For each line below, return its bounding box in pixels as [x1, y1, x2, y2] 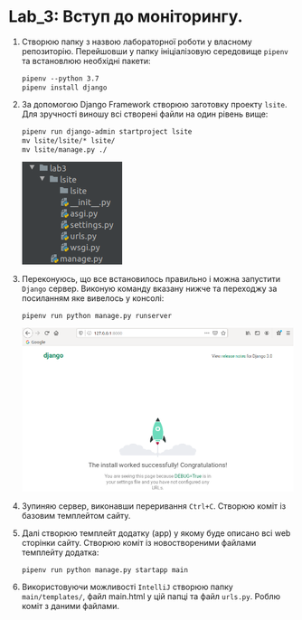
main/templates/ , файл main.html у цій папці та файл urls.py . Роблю [21, 591, 281, 602]
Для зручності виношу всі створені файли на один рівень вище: [21, 108, 269, 119]
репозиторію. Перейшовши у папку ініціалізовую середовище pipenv [21, 45, 288, 56]
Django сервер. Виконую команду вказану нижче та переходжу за [21, 283, 278, 294]
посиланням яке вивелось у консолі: [21, 292, 165, 304]
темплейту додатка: [21, 547, 99, 558]
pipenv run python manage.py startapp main [21, 566, 189, 575]
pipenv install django [21, 83, 108, 92]
